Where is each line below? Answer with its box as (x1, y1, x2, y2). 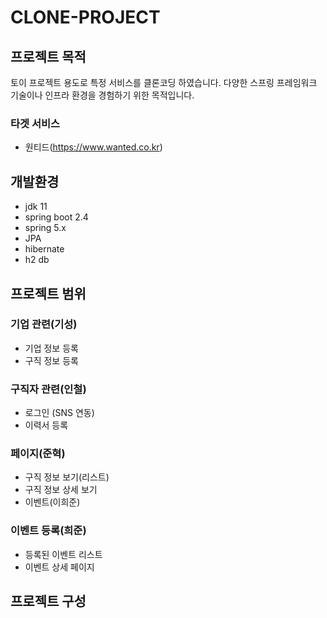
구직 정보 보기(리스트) (24, 471, 110, 483)
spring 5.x (24, 222, 67, 234)
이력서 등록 (24, 419, 69, 431)
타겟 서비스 (10, 116, 61, 130)
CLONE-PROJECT (10, 6, 161, 29)
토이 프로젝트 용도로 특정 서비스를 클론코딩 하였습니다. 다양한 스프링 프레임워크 (10, 77, 318, 88)
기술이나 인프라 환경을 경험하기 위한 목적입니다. (10, 89, 195, 101)
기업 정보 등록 (24, 342, 79, 354)
